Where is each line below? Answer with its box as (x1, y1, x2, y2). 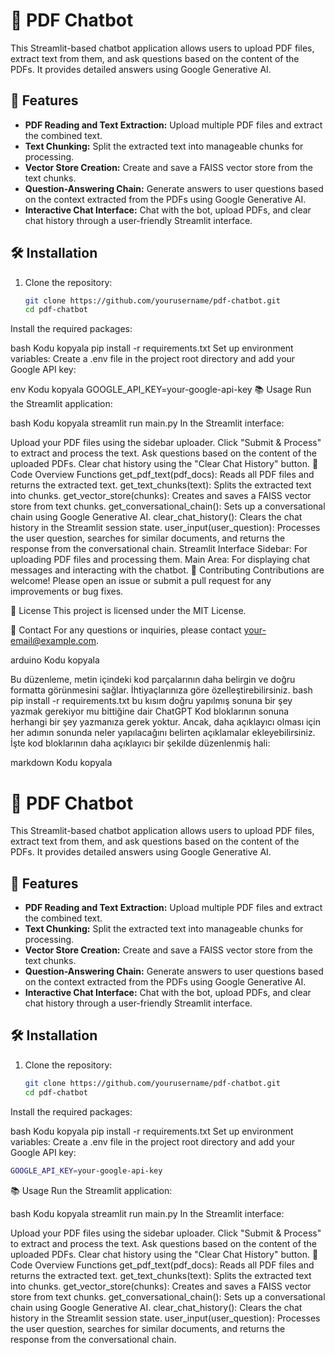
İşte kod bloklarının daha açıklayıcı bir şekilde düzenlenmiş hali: (10, 737, 271, 749)
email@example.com (10, 635, 97, 647)
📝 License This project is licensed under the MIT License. (10, 605, 247, 617)
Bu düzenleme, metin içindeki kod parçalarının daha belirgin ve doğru (10, 674, 296, 686)
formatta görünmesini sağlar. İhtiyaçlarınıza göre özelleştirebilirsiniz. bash (10, 684, 313, 696)
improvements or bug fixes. (10, 585, 124, 598)
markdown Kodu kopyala (10, 757, 113, 769)
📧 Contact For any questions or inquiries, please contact (10, 624, 242, 636)
